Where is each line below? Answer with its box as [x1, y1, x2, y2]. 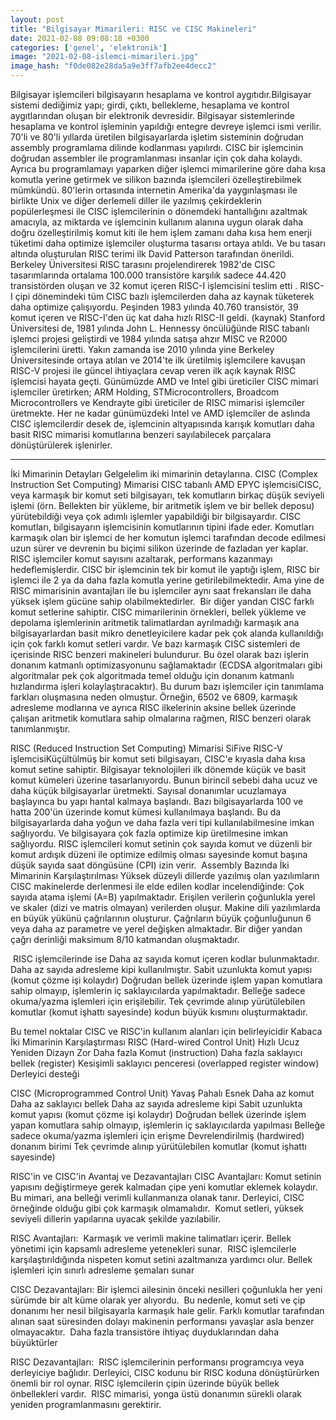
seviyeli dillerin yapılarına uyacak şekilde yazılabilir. [10, 1213, 222, 1225]
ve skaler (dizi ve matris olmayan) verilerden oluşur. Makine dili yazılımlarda [10, 902, 321, 913]
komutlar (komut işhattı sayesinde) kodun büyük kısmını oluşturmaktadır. [10, 1006, 308, 1018]
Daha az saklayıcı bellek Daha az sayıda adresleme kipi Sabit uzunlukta [10, 1098, 303, 1110]
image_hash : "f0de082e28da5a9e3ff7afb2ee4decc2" [10, 61, 217, 71]
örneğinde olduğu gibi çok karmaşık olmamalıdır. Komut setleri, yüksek [10, 1202, 305, 1214]
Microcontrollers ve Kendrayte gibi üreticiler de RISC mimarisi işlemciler [10, 397, 305, 408]
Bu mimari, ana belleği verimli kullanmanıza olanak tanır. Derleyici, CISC [10, 1192, 305, 1203]
